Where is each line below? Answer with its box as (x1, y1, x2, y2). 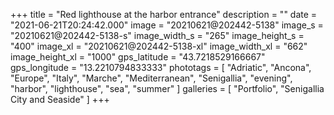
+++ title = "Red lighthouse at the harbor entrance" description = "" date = (10, 9, 318, 20)
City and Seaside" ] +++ (10, 94, 110, 105)
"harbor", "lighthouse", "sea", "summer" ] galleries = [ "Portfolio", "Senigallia (10, 83, 325, 94)
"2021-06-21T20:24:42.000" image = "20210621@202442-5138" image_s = (10, 19, 324, 31)
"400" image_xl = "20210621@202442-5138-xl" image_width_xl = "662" (10, 40, 308, 52)
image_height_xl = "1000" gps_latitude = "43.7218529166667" (10, 51, 266, 63)
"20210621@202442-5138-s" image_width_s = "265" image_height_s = (10, 30, 305, 41)
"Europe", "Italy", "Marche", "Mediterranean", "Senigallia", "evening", (10, 72, 293, 84)
